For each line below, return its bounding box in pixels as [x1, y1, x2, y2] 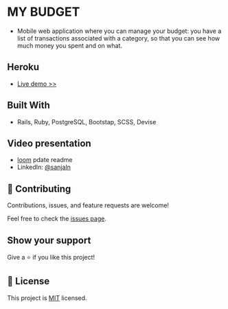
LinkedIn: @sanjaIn [16, 163, 71, 172]
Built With [7, 100, 50, 111]
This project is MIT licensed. [7, 293, 87, 302]
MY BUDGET [7, 4, 80, 20]
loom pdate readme [16, 156, 73, 164]
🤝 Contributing [7, 183, 71, 194]
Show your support [7, 234, 91, 246]
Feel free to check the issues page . [7, 214, 106, 223]
